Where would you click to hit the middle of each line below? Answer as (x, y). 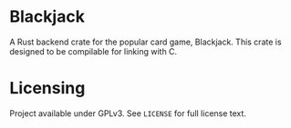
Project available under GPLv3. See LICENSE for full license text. (128, 113)
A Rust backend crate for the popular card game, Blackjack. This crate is (145, 42)
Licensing (47, 89)
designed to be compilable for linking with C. (94, 51)
